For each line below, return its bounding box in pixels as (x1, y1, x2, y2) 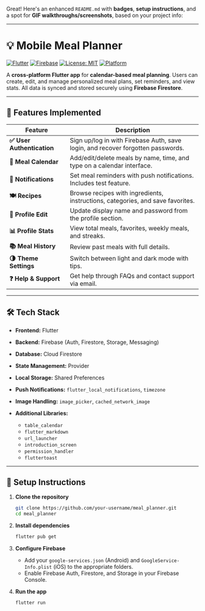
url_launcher (24, 435, 58, 442)
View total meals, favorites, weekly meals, (70, 224, 190, 232)
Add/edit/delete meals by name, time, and (70, 153, 190, 162)
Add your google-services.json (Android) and (24, 557, 140, 564)
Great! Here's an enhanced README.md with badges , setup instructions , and (6, 5, 196, 12)
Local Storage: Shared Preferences (15, 374, 105, 381)
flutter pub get (15, 534, 57, 540)
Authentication (9, 144, 54, 152)
